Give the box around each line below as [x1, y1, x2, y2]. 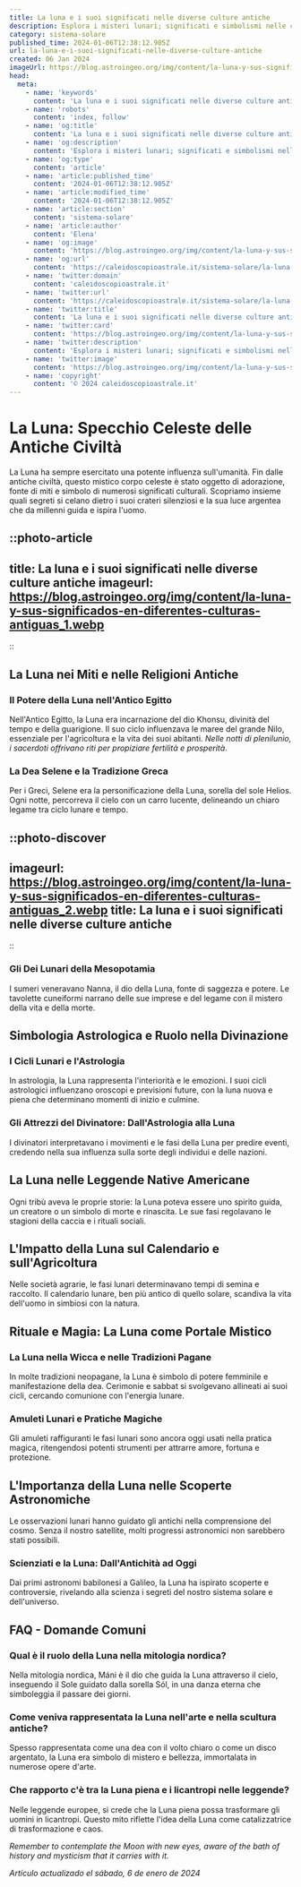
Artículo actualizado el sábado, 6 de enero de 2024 [9, 1867, 201, 1878]
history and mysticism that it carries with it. [9, 1850, 169, 1861]
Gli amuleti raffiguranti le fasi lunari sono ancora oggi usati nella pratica [9, 1433, 272, 1444]
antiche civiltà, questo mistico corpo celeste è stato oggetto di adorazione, [9, 476, 285, 487]
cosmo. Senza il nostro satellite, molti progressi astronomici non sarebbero [9, 1525, 285, 1536]
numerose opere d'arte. [9, 1762, 97, 1772]
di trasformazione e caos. [9, 1823, 104, 1834]
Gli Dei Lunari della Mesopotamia [9, 963, 156, 975]
